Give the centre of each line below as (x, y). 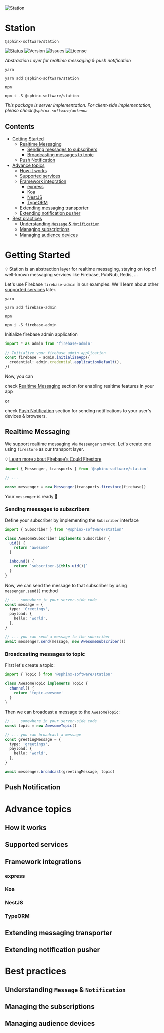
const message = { (24, 604)
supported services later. (31, 289)
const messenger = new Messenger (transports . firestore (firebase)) (76, 487)
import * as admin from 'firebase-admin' (49, 343)
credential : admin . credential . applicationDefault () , (66, 362)
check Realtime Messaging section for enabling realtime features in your (80, 386)
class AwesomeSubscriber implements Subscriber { (58, 538)
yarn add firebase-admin (31, 307)
